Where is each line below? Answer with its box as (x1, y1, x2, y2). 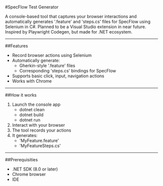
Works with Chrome (12, 78, 52, 84)
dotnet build (19, 112, 44, 118)
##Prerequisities (5, 157, 38, 162)
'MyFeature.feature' (19, 138, 59, 143)
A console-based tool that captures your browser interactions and (5, 14, 137, 19)
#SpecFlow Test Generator (5, 4, 59, 10)
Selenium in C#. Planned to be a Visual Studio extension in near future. (5, 24, 147, 30)
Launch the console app (12, 101, 61, 107)
